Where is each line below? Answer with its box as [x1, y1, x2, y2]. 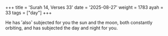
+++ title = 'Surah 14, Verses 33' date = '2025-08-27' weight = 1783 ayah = [5, 5, 164, 10]
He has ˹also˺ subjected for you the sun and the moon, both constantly [5, 20, 153, 25]
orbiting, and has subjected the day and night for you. [5, 25, 118, 31]
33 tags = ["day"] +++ [5, 10, 52, 16]
